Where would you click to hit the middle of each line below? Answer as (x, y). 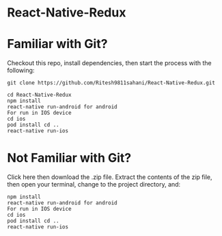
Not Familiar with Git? (69, 158)
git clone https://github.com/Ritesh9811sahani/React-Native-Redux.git (111, 83)
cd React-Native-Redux (39, 95)
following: (21, 71)
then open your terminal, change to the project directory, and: (94, 185)
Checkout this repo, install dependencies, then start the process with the (109, 63)
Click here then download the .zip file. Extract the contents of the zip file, (110, 177)
